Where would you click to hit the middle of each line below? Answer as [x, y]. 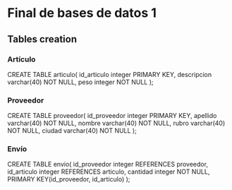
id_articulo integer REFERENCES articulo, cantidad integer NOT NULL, [109, 172]
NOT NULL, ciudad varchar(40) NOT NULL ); [72, 131]
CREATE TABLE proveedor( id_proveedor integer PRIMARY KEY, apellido [112, 116]
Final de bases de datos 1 [82, 13]
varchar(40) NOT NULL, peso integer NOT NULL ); [80, 82]
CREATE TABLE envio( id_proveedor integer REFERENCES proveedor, [108, 165]
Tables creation [42, 39]
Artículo [22, 59]
